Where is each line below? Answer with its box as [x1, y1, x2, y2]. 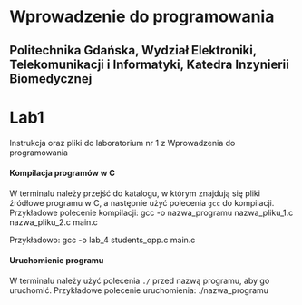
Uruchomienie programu [9, 255, 104, 266]
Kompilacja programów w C [9, 168, 116, 179]
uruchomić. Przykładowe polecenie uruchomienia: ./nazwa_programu [9, 284, 269, 296]
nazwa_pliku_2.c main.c [9, 216, 98, 228]
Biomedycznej [9, 71, 93, 86]
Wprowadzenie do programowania [9, 6, 275, 27]
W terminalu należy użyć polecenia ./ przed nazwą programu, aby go [9, 275, 270, 286]
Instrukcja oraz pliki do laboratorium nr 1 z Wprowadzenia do [9, 137, 236, 148]
